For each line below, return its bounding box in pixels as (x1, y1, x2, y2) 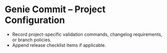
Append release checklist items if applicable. (12, 42, 106, 48)
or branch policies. (12, 37, 52, 43)
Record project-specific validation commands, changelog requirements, (12, 31, 163, 37)
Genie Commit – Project (5, 4, 106, 15)
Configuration (5, 14, 65, 26)
